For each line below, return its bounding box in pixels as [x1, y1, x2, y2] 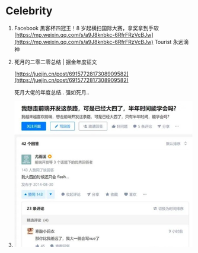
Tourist [154, 38, 172, 45]
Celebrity [5, 4, 53, 18]
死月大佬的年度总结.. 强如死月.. [14, 88, 90, 96]
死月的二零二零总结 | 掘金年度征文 [14, 58, 97, 65]
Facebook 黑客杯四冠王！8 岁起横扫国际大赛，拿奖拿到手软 [14, 24, 159, 31]
